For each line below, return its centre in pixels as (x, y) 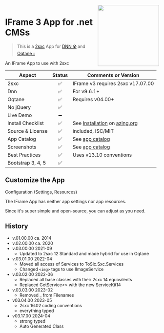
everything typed (37, 311)
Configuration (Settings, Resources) (41, 192)
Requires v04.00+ (93, 99)
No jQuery (19, 107)
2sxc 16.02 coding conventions (51, 305)
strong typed (32, 321)
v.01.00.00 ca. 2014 (32, 238)
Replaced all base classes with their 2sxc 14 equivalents (76, 279)
